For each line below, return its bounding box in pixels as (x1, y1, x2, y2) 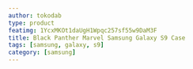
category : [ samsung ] (8, 48, 77, 56)
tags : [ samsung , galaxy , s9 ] (8, 41, 104, 49)
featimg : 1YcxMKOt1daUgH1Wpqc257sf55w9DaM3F (8, 26, 157, 34)
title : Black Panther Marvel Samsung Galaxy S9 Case (8, 33, 186, 42)
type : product (8, 19, 55, 27)
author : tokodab (8, 11, 62, 20)
